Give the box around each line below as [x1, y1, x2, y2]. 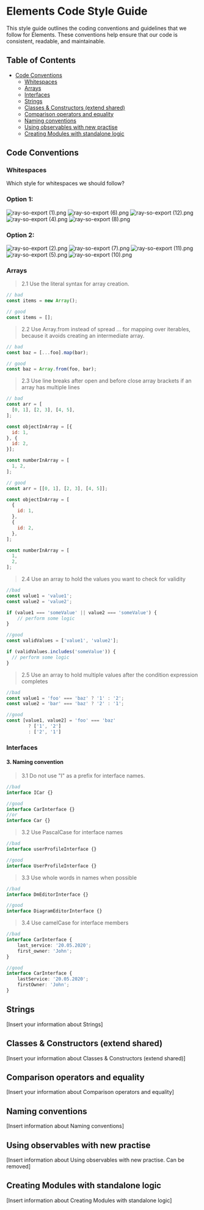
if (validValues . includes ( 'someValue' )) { [6, 649, 116, 655]
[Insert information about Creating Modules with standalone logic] [6, 1197, 172, 1204]
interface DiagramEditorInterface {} [6, 908, 103, 914]
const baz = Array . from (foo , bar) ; [6, 366, 97, 372]
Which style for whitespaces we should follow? [6, 180, 125, 187]
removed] [6, 1163, 31, 1170]
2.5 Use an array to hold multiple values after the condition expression [21, 671, 199, 678]
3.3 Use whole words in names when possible [21, 874, 137, 881]
